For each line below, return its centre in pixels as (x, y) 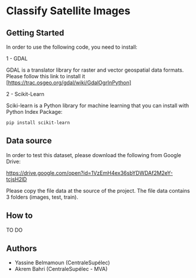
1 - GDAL (17, 58)
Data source (29, 141)
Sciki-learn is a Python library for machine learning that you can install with (98, 106)
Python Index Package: (34, 112)
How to (20, 215)
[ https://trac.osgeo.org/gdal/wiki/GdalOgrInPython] (69, 82)
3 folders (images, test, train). (42, 197)
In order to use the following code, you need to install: (72, 47)
